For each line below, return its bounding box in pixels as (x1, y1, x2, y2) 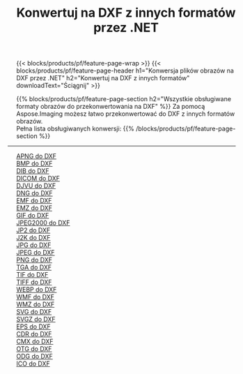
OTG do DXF (16, 345, 52, 353)
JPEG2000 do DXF (16, 218, 70, 227)
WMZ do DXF (16, 300, 55, 308)
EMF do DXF (16, 197, 52, 205)
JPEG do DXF (16, 248, 56, 257)
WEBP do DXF (16, 285, 57, 294)
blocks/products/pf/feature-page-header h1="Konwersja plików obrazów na (16, 66, 234, 75)
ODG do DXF (16, 352, 53, 361)
